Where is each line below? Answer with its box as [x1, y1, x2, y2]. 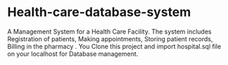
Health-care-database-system [7, 4, 191, 20]
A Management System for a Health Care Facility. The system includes [7, 27, 212, 36]
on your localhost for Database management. [7, 50, 139, 58]
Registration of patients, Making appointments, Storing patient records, [7, 34, 213, 43]
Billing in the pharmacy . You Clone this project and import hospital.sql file [7, 42, 222, 50]
